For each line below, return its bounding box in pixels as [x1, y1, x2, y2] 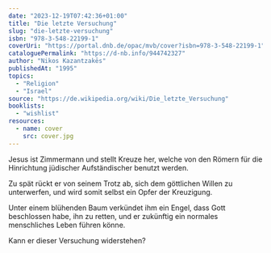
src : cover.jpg [23, 132, 74, 140]
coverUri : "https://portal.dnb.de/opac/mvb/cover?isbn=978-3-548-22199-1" [8, 42, 265, 50]
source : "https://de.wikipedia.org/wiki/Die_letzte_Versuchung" [8, 95, 229, 103]
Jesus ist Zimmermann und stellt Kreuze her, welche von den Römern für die [8, 154, 263, 164]
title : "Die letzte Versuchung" [8, 19, 117, 27]
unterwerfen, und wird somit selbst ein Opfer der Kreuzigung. [8, 187, 213, 196]
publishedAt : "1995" [8, 65, 78, 73]
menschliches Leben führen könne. [8, 220, 126, 230]
